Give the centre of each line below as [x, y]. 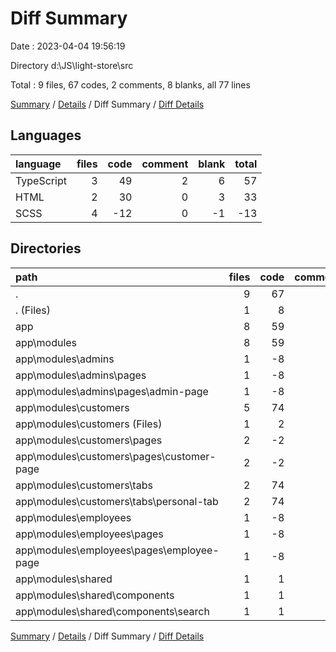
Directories [46, 248]
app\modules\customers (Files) [89, 424]
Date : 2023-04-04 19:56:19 [68, 46]
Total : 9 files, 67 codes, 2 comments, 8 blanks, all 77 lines [130, 84]
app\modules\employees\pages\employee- [117, 550]
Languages [46, 135]
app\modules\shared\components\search [112, 611]
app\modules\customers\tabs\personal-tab [117, 501]
